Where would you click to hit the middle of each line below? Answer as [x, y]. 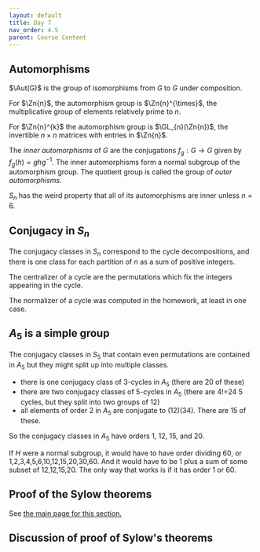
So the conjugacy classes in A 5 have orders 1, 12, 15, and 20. [107, 437]
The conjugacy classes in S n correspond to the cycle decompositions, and [129, 252]
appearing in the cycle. [46, 285]
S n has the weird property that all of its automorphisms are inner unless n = [131, 197]
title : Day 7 [30, 23]
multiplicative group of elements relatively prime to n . [95, 111]
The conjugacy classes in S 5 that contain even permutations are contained [130, 355]
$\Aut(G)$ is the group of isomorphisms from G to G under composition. [126, 88]
